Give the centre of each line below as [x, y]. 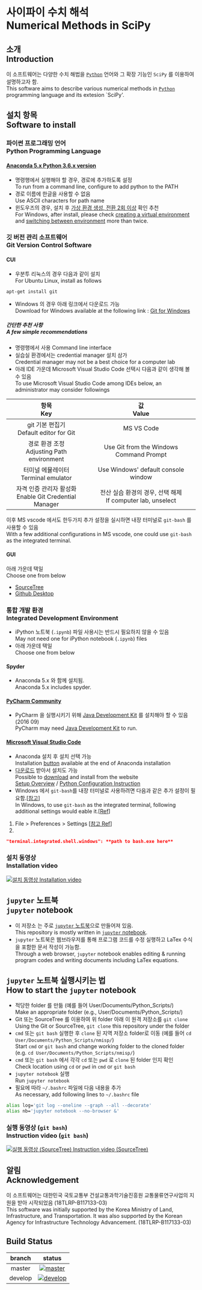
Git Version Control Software [49, 245]
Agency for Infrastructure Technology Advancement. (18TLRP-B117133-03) [99, 1223]
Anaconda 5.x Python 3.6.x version [51, 165]
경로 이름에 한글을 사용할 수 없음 [53, 194]
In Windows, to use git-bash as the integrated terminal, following [95, 804]
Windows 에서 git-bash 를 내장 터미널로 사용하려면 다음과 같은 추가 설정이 [102, 790]
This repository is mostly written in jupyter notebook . [81, 932]
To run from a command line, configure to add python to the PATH [96, 187]
